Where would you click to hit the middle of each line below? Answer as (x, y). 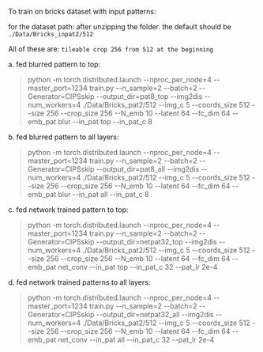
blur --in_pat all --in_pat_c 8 (103, 194)
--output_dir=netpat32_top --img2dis (156, 242)
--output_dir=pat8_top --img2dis (149, 97)
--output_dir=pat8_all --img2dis (148, 169)
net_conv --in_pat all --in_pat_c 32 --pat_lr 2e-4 (136, 340)
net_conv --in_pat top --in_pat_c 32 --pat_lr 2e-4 (138, 267)
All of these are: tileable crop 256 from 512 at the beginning (111, 49)
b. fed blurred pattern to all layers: (64, 137)
